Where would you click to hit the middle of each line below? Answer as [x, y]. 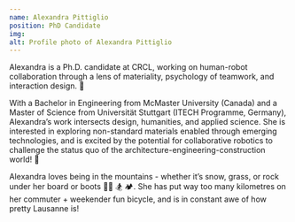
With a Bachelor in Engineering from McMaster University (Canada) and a [143, 103]
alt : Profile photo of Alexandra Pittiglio [91, 42]
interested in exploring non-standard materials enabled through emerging [143, 131]
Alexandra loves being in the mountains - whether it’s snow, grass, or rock [144, 177]
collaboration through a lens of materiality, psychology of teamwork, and [142, 77]
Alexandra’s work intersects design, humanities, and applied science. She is [147, 122]
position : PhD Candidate [55, 26]
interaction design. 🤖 [47, 86]
